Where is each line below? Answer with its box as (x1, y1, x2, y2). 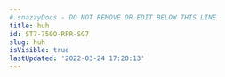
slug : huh (9, 37, 46, 47)
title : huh (9, 21, 50, 30)
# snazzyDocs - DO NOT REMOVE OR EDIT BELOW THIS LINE (9, 12, 217, 22)
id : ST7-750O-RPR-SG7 (9, 29, 90, 38)
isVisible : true (9, 46, 69, 55)
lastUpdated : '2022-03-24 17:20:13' (9, 54, 145, 63)
